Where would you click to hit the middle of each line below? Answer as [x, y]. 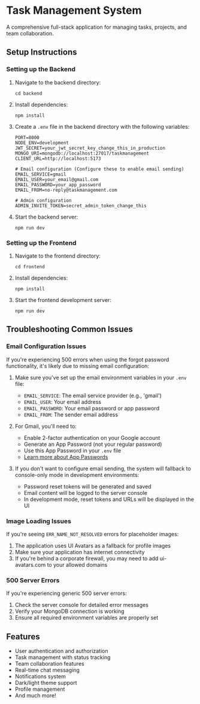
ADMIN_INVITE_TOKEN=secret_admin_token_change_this [81, 206]
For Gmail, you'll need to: [46, 426]
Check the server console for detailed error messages [81, 605]
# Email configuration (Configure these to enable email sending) [99, 169]
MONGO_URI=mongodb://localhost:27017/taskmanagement [82, 153]
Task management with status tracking [63, 657]
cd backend [28, 93]
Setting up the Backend [41, 70]
